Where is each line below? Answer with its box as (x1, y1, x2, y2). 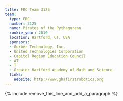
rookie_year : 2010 (9, 30, 48, 35)
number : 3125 (9, 21, 37, 26)
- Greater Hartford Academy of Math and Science (9, 68, 113, 73)
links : (9, 72, 23, 77)
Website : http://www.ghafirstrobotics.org (14, 77, 104, 82)
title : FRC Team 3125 (5, 7, 50, 12)
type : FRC (9, 16, 30, 21)
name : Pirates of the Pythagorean (9, 26, 81, 31)
